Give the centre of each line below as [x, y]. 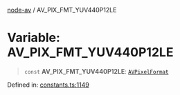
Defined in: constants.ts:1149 [48, 85]
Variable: [34, 38]
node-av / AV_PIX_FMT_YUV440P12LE [62, 10]
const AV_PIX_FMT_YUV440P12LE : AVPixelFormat [96, 71]
